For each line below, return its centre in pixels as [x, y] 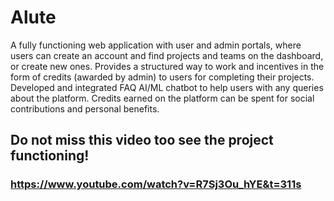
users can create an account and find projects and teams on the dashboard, [167, 55]
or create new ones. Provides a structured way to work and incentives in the [167, 66]
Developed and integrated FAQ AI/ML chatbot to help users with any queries [167, 87]
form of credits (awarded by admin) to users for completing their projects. [162, 77]
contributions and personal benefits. [85, 108]
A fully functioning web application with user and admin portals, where [156, 45]
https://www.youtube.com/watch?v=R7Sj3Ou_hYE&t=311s [156, 184]
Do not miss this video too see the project [142, 140]
